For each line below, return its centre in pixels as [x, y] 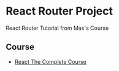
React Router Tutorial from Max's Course [57, 28]
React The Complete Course [50, 61]
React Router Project [59, 11]
